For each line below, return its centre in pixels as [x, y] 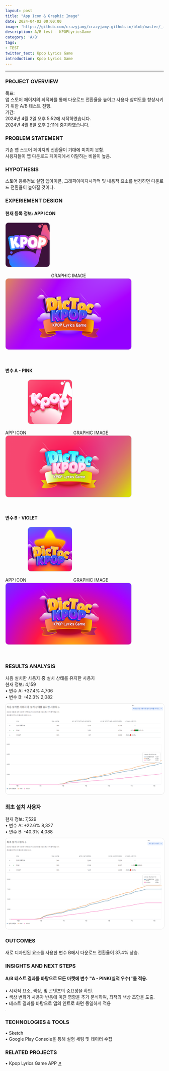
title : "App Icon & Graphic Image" [43, 16]
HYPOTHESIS [22, 170]
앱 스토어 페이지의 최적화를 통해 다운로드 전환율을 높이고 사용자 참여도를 [76, 99]
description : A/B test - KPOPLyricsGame [48, 32]
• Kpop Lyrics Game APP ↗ [33, 1063]
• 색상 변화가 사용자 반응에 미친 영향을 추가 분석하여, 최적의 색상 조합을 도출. [80, 997]
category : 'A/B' [22, 37]
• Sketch [14, 1033]
